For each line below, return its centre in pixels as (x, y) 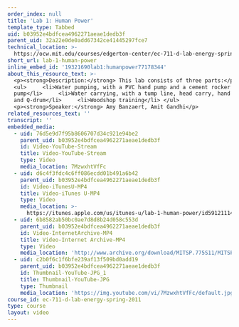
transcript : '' (30, 120)
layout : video (28, 313)
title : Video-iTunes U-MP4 (60, 193)
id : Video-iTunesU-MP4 (54, 186)
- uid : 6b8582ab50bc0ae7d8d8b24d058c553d (76, 220)
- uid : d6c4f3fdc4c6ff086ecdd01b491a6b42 (76, 173)
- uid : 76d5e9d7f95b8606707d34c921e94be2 (76, 134)
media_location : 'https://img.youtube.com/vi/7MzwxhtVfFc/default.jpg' (128, 293)
